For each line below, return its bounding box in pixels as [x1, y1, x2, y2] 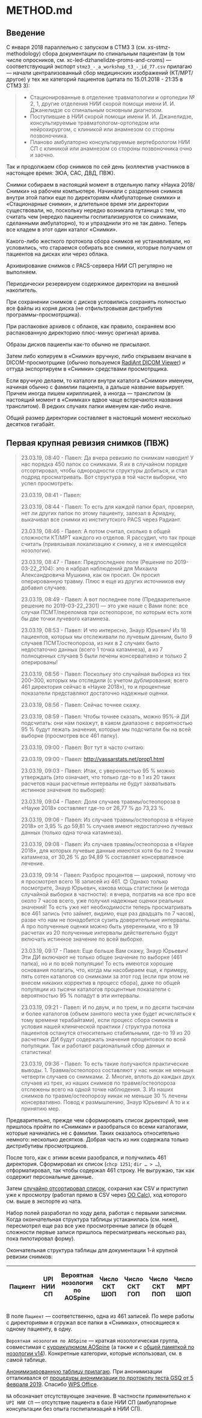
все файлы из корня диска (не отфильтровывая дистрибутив [6, 305, 162, 312]
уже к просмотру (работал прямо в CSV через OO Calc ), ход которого [6, 1191, 188, 1198]
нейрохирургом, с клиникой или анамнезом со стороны [29, 126, 175, 133]
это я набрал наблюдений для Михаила [55, 565, 158, 572]
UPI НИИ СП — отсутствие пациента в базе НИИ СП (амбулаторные [6, 1399, 177, 1406]
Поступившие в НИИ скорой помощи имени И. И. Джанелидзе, [29, 113, 194, 120]
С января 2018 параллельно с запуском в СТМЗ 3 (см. [6, 43, 147, 51]
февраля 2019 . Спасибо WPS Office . [6, 1381, 99, 1388]
